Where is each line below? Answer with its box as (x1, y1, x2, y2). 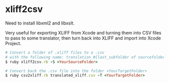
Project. (5, 40, 22, 46)
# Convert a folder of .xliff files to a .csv (5, 50, 105, 55)
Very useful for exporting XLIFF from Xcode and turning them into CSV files (5, 29, 162, 35)
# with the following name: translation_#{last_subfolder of (5, 54, 136, 59)
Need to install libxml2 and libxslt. (5, 20, 75, 26)
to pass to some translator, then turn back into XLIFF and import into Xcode (5, 35, 161, 41)
